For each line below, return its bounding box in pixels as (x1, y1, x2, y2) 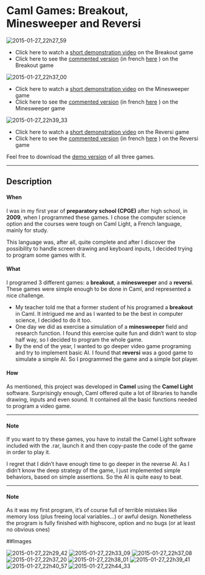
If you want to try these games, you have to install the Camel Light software (6, 435, 196, 443)
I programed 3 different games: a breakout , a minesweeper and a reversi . (6, 279, 193, 286)
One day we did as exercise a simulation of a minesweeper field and (15, 323, 188, 330)
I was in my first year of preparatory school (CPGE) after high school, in (6, 207, 188, 214)
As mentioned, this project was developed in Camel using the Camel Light (6, 382, 193, 390)
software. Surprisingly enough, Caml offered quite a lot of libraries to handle (6, 389, 198, 396)
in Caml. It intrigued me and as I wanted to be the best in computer (15, 310, 183, 317)
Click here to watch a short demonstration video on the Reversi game (15, 128, 190, 135)
